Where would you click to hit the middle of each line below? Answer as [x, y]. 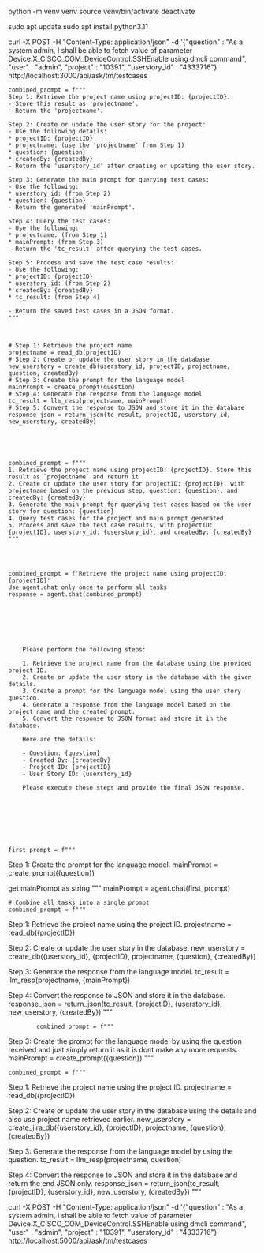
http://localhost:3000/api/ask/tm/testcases [78, 75]
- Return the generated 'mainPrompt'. [72, 208]
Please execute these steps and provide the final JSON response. [134, 788]
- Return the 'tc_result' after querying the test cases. [105, 249]
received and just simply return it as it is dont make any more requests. [123, 1050]
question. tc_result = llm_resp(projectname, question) [95, 1159]
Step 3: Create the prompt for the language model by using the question [125, 1041]
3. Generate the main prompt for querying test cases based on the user [130, 505]
